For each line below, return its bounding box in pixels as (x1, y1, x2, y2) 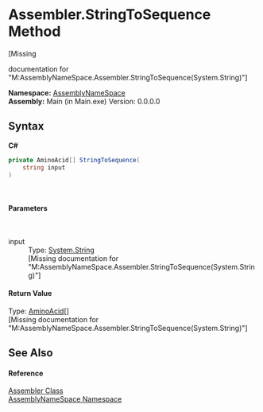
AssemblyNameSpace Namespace (8, 395, 122, 404)
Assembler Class (8, 386, 64, 395)
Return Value (8, 289, 52, 298)
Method (8, 22, 61, 41)
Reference (8, 368, 44, 378)
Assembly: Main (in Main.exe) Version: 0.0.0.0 (8, 96, 161, 106)
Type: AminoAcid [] (8, 306, 70, 316)
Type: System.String (28, 245, 95, 255)
